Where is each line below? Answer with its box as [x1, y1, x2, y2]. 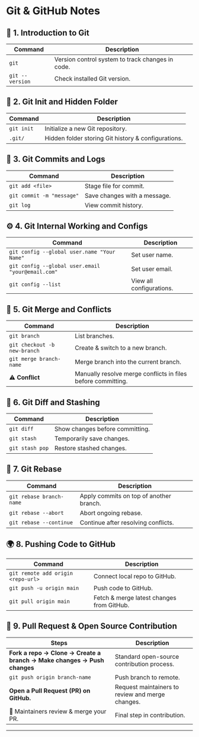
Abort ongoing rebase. [79, 508, 143, 517]
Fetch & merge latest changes [94, 594, 176, 602]
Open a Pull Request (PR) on [9, 686, 91, 694]
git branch [9, 333, 40, 339]
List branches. [75, 332, 114, 340]
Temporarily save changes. [54, 434, 130, 443]
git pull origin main [9, 598, 70, 605]
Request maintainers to [114, 682, 179, 691]
